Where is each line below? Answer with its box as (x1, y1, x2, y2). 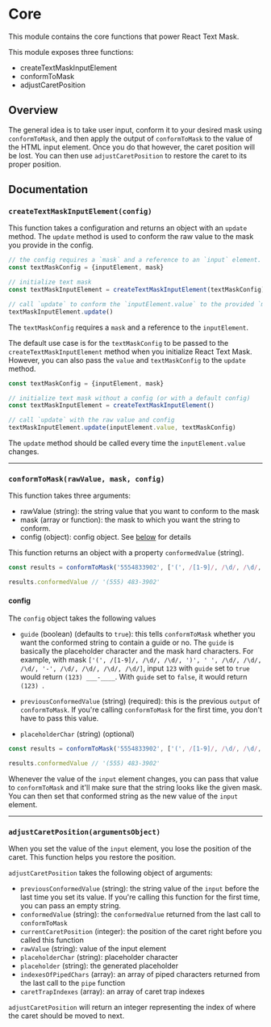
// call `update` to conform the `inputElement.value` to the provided (8, 300, 254, 308)
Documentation (8, 183, 89, 196)
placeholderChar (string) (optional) (19, 729, 135, 739)
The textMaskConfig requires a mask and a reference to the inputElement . (8, 322, 248, 332)
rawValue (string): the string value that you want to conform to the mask (19, 507, 260, 516)
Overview (8, 103, 59, 117)
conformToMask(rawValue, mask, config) (8, 474, 165, 483)
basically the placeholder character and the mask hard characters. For (19, 646, 254, 656)
